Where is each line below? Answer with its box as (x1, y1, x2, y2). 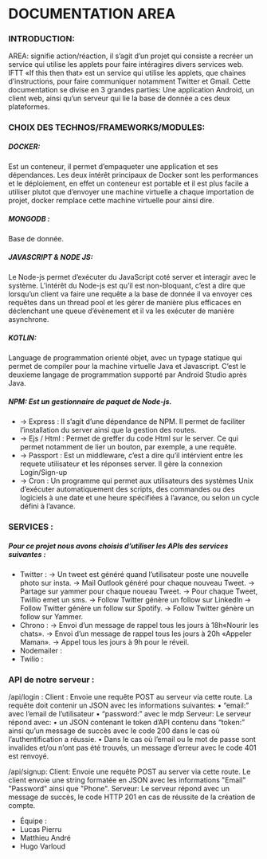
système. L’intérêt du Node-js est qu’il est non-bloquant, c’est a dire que (8, 280, 245, 291)
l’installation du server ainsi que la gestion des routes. (19, 426, 197, 435)
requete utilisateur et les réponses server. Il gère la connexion (19, 459, 223, 469)
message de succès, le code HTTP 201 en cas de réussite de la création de (8, 792, 256, 802)
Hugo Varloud (19, 841, 66, 851)
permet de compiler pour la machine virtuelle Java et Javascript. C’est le (8, 362, 246, 371)
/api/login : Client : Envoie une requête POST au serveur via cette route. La (8, 692, 253, 702)
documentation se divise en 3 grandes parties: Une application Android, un (8, 85, 255, 95)
